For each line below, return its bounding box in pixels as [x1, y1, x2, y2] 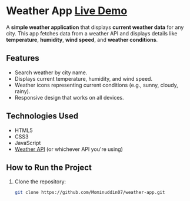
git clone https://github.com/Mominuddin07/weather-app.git [14, 190, 165, 196]
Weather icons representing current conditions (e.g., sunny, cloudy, [14, 81, 178, 88]
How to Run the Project [6, 162, 92, 172]
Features [6, 53, 39, 63]
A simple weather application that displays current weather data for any [6, 24, 184, 31]
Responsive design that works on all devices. [14, 94, 124, 101]
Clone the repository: [14, 178, 66, 185]
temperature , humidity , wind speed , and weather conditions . [6, 36, 158, 43]
